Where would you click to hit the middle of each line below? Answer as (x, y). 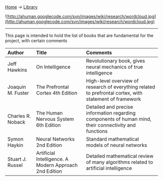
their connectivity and (111, 125)
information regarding (111, 113)
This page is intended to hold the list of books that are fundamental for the (79, 35)
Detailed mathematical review (120, 156)
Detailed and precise (110, 107)
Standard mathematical (113, 139)
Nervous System (55, 119)
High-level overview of (113, 81)
